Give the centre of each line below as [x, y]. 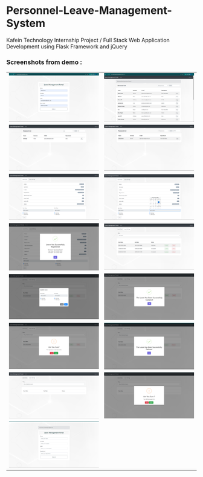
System [26, 23]
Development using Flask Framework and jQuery [67, 46]
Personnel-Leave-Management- [89, 11]
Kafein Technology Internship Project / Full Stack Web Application [88, 40]
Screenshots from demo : [44, 62]
